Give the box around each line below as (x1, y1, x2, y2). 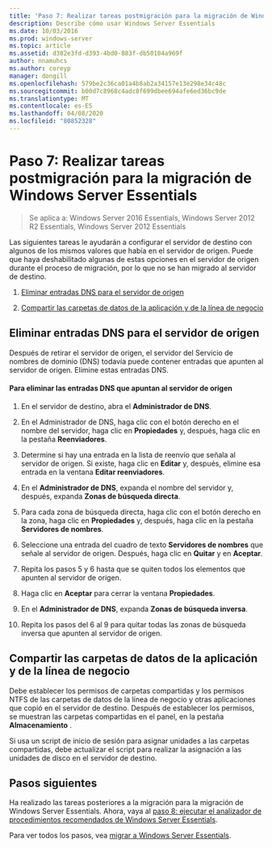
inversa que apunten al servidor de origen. (20, 628, 162, 638)
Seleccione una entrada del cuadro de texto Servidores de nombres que (20, 539, 264, 550)
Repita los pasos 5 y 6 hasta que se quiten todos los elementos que (20, 563, 245, 574)
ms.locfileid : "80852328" (9, 117, 96, 125)
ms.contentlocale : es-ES (9, 102, 93, 110)
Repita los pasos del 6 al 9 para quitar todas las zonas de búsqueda (20, 619, 246, 629)
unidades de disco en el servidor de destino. (9, 753, 157, 762)
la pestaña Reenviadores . (20, 434, 107, 444)
